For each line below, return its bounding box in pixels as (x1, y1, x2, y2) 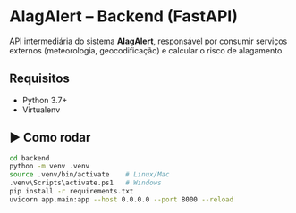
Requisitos (9, 71, 70, 86)
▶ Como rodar (9, 130, 91, 145)
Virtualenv (21, 104, 61, 115)
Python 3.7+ (21, 94, 68, 105)
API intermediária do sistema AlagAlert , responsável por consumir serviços (9, 36, 288, 46)
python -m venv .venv (9, 162, 90, 171)
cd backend (9, 153, 50, 162)
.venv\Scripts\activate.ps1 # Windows (9, 178, 163, 188)
